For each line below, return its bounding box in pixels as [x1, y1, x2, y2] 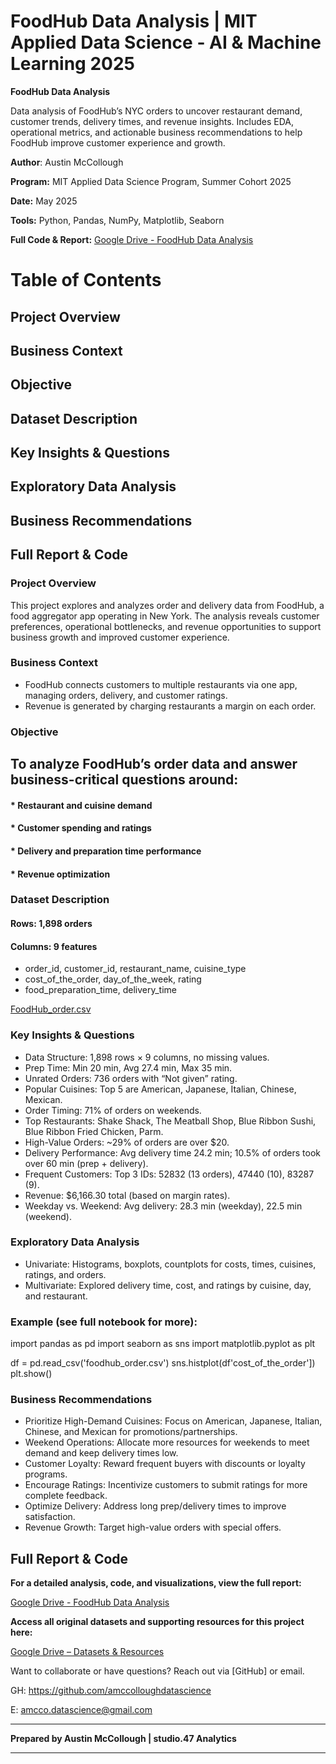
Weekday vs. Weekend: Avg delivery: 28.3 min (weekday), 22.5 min [24, 1200, 303, 1212]
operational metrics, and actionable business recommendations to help [10, 126, 303, 138]
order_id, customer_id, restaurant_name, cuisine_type [24, 963, 247, 975]
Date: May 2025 [10, 195, 78, 207]
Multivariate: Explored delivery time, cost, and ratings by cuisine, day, [24, 1279, 312, 1291]
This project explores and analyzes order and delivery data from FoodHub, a [10, 599, 325, 611]
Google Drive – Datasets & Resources [10, 1646, 165, 1658]
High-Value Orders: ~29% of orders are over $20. [24, 1136, 230, 1148]
